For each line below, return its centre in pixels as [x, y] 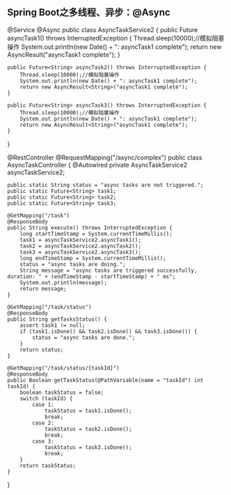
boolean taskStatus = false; [62, 393]
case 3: [43, 441]
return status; [42, 350]
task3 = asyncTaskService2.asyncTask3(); [80, 252]
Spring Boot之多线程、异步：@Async [89, 13]
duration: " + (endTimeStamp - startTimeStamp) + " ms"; [91, 276]
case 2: [43, 423]
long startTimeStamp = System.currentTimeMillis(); [96, 234]
